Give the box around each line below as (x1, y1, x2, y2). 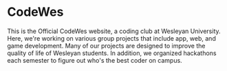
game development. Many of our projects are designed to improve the (7, 41, 206, 50)
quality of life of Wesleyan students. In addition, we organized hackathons (7, 49, 217, 57)
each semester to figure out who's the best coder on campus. (7, 56, 182, 64)
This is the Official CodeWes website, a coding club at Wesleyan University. (7, 27, 221, 35)
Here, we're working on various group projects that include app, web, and (7, 34, 217, 42)
